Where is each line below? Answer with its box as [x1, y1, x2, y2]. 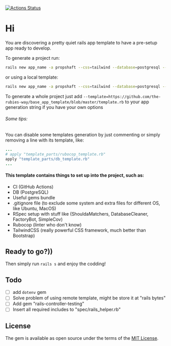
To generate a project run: [5, 55, 60, 61]
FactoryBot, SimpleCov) [12, 216, 63, 222]
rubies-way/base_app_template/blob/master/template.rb [5, 100, 124, 105]
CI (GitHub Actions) [12, 183, 54, 190]
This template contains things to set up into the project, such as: [5, 172, 145, 178]
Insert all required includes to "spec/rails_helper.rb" [12, 307, 121, 313]
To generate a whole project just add [5, 93, 82, 99]
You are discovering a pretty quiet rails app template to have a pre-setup [5, 39, 158, 45]
